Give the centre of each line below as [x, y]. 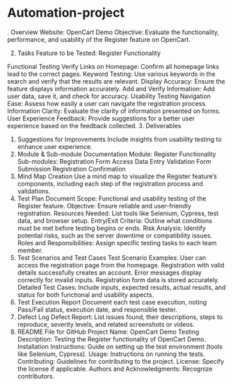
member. [30, 250]
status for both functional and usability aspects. [86, 295]
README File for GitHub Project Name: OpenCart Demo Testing [108, 332]
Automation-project [66, 13]
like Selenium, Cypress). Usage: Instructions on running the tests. [111, 354]
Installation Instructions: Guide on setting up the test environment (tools [120, 346]
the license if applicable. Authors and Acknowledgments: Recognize [115, 369]
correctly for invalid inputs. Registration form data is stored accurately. [118, 279]
